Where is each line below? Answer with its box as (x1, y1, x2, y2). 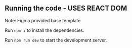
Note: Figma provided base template (5, 17, 81, 23)
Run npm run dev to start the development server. (5, 37, 107, 43)
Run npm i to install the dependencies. (5, 27, 84, 33)
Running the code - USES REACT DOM (5, 4, 127, 13)
